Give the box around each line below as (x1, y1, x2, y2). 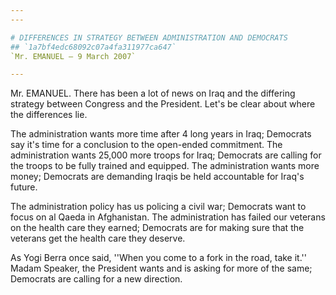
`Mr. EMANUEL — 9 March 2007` (10, 51, 137, 61)
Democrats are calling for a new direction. (10, 273, 183, 285)
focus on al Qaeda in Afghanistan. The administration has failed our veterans (10, 211, 326, 223)
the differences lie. (10, 109, 88, 121)
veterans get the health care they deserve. (10, 232, 186, 245)
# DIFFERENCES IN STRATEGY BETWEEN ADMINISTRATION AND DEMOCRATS (10, 32, 288, 43)
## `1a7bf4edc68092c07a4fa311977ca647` (10, 42, 177, 52)
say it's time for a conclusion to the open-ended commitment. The (10, 139, 283, 151)
